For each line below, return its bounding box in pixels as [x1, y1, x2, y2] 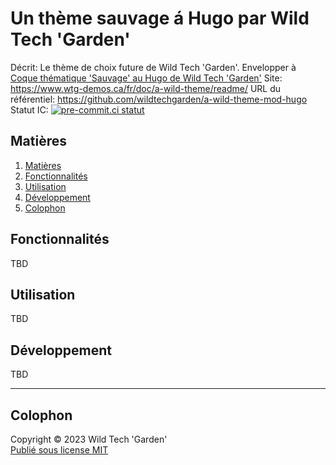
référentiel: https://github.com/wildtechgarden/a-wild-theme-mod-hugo [10, 93, 308, 105]
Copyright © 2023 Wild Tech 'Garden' [10, 433, 168, 445]
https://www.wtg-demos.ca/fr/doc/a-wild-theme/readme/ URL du [10, 82, 282, 94]
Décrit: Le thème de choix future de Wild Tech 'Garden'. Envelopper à [10, 61, 297, 73]
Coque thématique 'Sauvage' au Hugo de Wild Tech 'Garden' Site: [10, 72, 283, 84]
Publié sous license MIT [10, 444, 109, 456]
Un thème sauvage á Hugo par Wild [10, 7, 310, 30]
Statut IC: [10, 103, 49, 116]
